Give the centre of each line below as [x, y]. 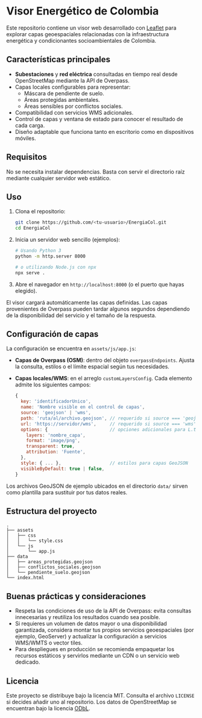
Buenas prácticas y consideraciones [76, 596]
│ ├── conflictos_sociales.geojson [54, 567]
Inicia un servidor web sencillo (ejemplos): [68, 240]
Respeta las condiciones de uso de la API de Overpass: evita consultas [103, 611]
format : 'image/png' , [53, 441]
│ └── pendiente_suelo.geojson [48, 573]
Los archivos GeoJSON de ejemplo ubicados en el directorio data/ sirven [97, 486]
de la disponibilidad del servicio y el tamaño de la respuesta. [81, 315]
